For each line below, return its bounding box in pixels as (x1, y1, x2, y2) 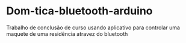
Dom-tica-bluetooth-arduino (6, 4, 153, 18)
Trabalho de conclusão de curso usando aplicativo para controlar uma (6, 24, 181, 31)
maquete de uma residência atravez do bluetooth (6, 30, 128, 37)
